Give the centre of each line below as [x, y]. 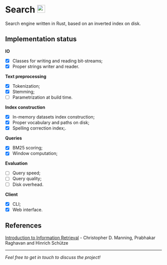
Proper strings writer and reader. [46, 66]
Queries [14, 138]
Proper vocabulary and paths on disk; [51, 123]
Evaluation [16, 163]
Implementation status [41, 39]
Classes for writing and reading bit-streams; [57, 61]
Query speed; [26, 173]
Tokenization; [26, 86]
